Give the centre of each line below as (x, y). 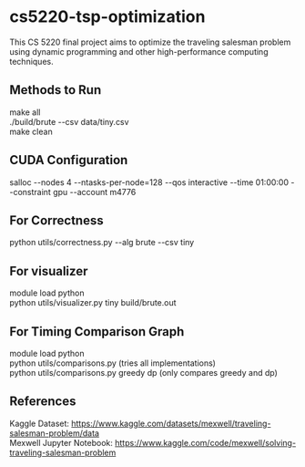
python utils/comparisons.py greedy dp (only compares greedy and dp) (143, 373)
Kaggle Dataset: (40, 423)
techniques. (31, 61)
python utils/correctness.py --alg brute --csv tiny (102, 243)
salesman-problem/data (55, 433)
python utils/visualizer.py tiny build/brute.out (93, 303)
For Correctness (56, 220)
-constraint (30, 192)
